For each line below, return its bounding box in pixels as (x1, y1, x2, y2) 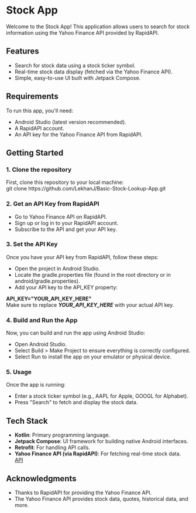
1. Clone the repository (6, 165, 72, 173)
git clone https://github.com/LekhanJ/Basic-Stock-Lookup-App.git (6, 185, 166, 192)
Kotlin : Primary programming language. (14, 431, 110, 438)
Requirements (6, 92, 59, 102)
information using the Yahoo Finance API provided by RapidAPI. (6, 29, 159, 36)
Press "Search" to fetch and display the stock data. (14, 399, 138, 406)
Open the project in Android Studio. (14, 265, 101, 272)
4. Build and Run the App (6, 316, 78, 324)
